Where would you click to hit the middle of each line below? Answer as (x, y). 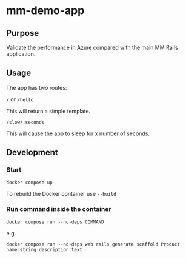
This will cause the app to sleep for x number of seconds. (78, 133)
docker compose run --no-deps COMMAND (55, 222)
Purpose (23, 33)
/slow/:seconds (25, 122)
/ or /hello (20, 99)
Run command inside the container (59, 209)
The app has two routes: (37, 87)
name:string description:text (45, 249)
